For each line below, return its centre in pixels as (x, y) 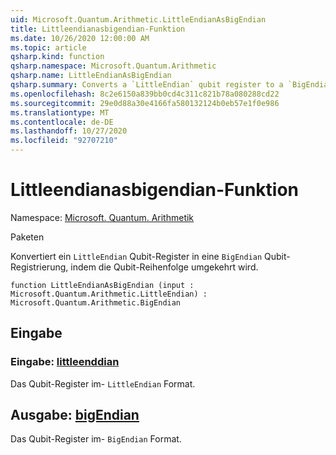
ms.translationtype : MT (60, 112)
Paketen (27, 237)
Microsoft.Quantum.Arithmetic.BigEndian (96, 302)
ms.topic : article (48, 47)
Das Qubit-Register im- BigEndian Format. (96, 439)
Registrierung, (39, 267)
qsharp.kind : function (57, 57)
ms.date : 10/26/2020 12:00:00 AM (80, 38)
